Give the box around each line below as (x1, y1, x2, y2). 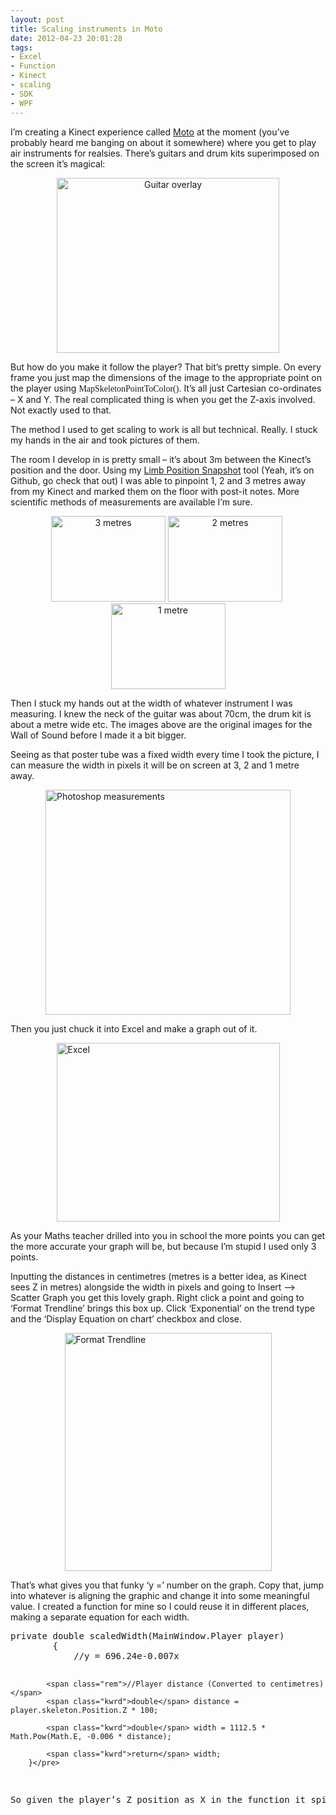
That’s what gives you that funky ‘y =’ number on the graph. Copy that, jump (10, 1579, 325, 1591)
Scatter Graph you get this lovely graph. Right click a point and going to (10, 1291, 305, 1303)
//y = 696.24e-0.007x (73, 1650, 180, 1661)
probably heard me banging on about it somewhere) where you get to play (10, 136, 317, 148)
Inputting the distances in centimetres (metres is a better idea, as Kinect (10, 1270, 307, 1282)
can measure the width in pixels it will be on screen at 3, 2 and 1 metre (10, 759, 300, 771)
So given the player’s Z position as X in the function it (10, 1794, 307, 1805)
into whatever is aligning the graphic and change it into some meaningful (10, 1589, 310, 1601)
